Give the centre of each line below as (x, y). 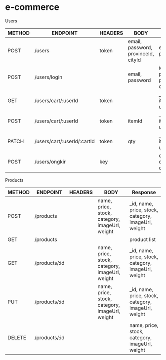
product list (143, 240)
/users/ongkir (50, 161)
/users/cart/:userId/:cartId (64, 141)
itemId (135, 121)
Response (144, 192)
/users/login (48, 77)
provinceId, (141, 53)
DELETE (17, 337)
